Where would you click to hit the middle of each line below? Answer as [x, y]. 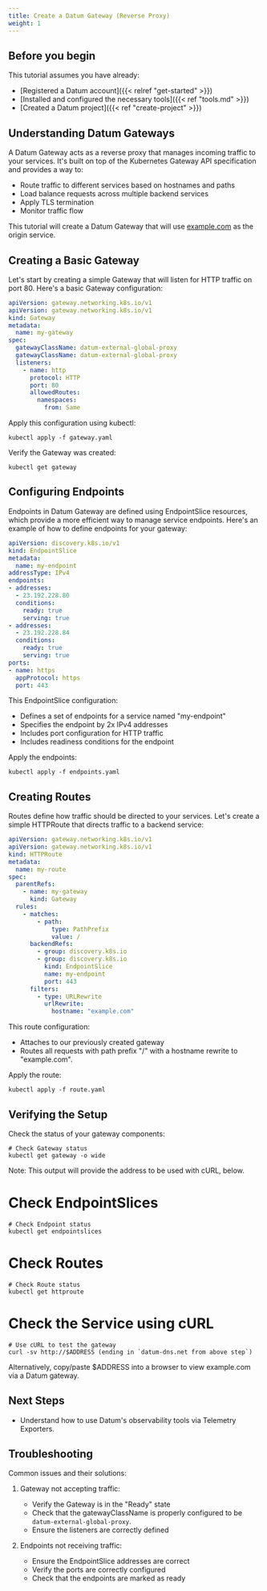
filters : [44, 989]
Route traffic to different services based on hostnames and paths [127, 185]
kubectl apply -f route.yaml [57, 1090]
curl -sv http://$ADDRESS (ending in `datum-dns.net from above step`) [130, 1352]
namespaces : [57, 400]
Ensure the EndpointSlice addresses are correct [111, 1561]
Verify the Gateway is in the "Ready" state [101, 1504]
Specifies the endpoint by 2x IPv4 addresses [94, 725]
